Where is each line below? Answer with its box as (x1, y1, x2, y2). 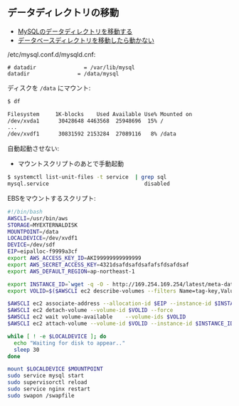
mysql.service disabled (7, 180, 171, 187)
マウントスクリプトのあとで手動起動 (17, 160, 124, 168)
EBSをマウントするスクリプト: (7, 194, 96, 202)
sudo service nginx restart (7, 385, 91, 393)
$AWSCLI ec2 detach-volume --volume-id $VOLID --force (7, 307, 174, 314)
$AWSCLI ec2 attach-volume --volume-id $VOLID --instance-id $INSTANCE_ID (7, 320, 234, 328)
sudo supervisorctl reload (7, 379, 87, 386)
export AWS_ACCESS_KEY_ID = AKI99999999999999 (7, 255, 142, 262)
